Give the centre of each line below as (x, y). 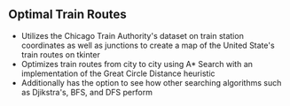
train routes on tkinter (61, 54)
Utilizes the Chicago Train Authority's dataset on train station (133, 35)
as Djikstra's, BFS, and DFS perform (86, 92)
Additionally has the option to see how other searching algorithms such (151, 82)
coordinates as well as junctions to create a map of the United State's (148, 45)
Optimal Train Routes (68, 15)
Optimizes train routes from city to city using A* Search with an (137, 64)
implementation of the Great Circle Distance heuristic (118, 73)
